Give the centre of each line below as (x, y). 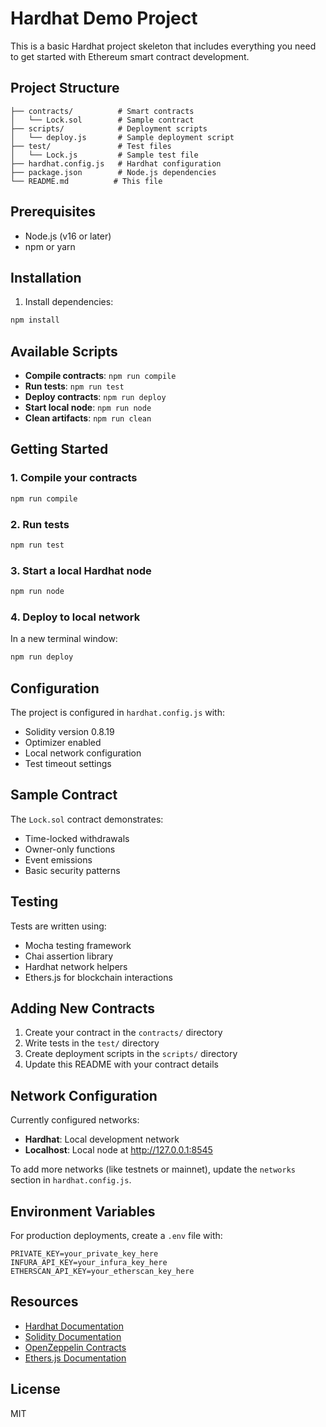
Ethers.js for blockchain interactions (98, 977)
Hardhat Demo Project (104, 18)
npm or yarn (50, 246)
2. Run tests (40, 524)
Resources (44, 1302)
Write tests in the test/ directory (92, 1043)
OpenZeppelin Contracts (75, 1347)
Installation (46, 277)
